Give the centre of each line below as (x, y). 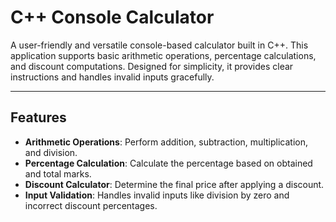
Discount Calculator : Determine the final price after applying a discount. (174, 184)
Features (38, 117)
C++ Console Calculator (112, 17)
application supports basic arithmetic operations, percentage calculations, (163, 55)
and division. (51, 152)
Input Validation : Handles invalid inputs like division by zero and (157, 195)
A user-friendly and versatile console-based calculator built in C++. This (159, 45)
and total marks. (58, 173)
